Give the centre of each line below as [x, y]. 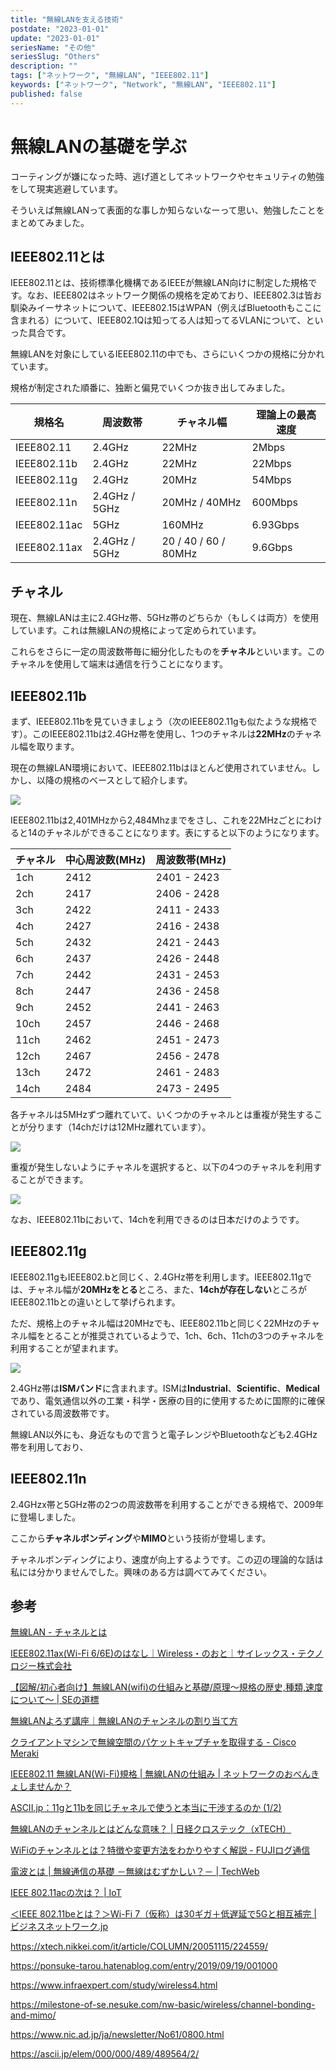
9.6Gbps [272, 548]
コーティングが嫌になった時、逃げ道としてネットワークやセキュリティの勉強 [167, 176]
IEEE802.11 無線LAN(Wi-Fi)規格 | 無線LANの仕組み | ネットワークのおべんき [165, 1774]
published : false [46, 94]
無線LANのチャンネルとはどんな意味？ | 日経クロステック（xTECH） [151, 1829]
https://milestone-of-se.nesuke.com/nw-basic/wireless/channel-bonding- [163, 2005]
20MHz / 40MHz [201, 503]
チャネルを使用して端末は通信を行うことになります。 [119, 664]
